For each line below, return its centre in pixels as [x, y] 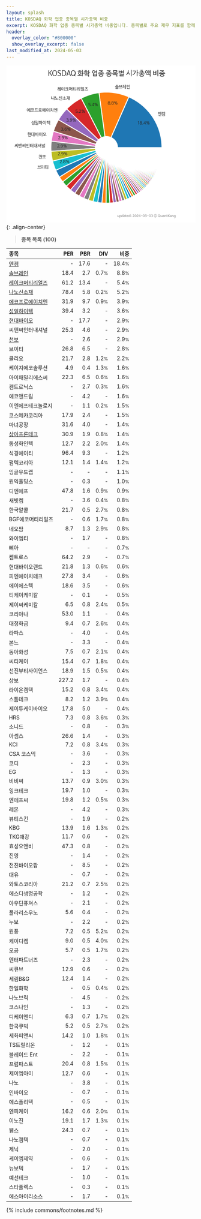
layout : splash [25, 13]
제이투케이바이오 [28, 708]
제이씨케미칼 [23, 604]
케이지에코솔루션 [28, 368]
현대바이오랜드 [26, 566]
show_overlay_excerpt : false [48, 44]
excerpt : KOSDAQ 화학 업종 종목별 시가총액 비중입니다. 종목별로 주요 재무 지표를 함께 [101, 25]
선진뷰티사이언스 [28, 671]
